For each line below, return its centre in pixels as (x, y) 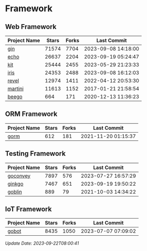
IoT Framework (29, 209)
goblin (15, 192)
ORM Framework (31, 114)
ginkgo (15, 184)
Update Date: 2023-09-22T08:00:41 (42, 243)
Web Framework (31, 27)
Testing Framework (35, 153)
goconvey (19, 176)
